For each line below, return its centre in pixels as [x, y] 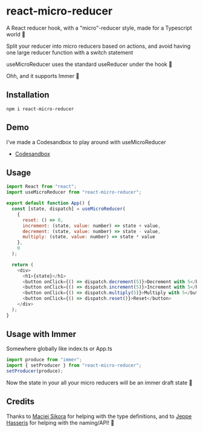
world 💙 [16, 34]
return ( [23, 264]
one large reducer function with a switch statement [70, 52]
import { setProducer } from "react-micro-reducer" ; [74, 365]
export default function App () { [48, 203]
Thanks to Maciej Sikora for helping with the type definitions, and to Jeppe [99, 416]
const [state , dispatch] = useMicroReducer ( [69, 209]
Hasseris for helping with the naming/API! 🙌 [60, 422]
